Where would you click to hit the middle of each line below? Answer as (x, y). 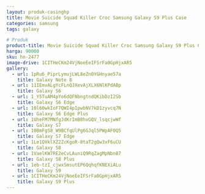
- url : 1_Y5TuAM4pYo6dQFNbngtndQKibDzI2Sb (67, 97)
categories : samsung (33, 23)
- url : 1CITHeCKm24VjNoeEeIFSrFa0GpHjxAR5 (67, 176)
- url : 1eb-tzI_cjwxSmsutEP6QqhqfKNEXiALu (67, 165)
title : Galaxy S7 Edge (46, 137)
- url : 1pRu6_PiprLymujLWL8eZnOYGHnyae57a (67, 74)
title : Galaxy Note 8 (45, 80)
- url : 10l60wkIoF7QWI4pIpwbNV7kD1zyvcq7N (67, 108)
